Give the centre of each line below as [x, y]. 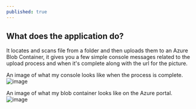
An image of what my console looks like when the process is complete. [95, 75]
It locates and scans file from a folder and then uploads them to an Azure [97, 51]
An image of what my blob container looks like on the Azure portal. [89, 93]
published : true [27, 12]
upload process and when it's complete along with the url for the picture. [97, 63]
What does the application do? [65, 36]
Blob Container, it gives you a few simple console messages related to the [98, 57]
